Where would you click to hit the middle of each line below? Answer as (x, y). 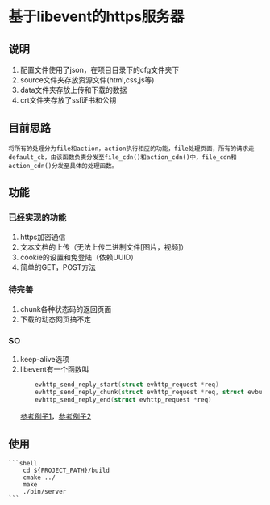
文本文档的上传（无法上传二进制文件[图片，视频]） (104, 246)
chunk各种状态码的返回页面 (66, 309)
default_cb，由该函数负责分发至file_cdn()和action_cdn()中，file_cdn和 (123, 157)
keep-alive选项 (45, 360)
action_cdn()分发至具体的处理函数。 (63, 166)
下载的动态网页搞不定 (55, 319)
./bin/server (45, 491)
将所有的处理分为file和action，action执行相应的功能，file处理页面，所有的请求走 (132, 149)
